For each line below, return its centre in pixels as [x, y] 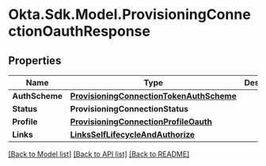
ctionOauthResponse [79, 31]
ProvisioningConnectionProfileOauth [141, 122]
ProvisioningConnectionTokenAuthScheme [153, 96]
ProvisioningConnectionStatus [129, 109]
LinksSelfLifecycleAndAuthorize [133, 134]
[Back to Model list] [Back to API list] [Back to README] [99, 154]
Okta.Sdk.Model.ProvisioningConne [129, 15]
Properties [35, 60]
